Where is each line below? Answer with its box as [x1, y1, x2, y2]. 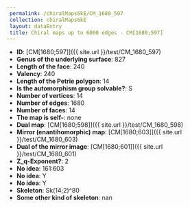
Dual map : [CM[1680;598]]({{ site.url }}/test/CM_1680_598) [16, 121, 184, 129]
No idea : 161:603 [16, 165, 64, 173]
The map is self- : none [16, 114, 82, 122]
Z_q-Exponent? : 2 [16, 157, 69, 165]
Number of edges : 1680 [16, 99, 85, 107]
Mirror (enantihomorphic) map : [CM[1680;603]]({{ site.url [16, 128, 182, 136]
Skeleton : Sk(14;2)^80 [16, 186, 80, 195]
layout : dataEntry [9, 23, 62, 29]
